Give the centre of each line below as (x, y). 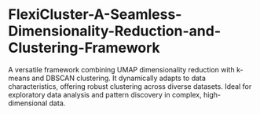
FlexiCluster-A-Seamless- (95, 15)
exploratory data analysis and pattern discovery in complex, (105, 94)
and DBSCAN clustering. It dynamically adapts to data (119, 78)
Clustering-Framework (84, 48)
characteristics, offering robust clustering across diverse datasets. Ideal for (130, 86)
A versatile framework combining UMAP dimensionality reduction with (121, 69)
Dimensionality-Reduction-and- (115, 31)
